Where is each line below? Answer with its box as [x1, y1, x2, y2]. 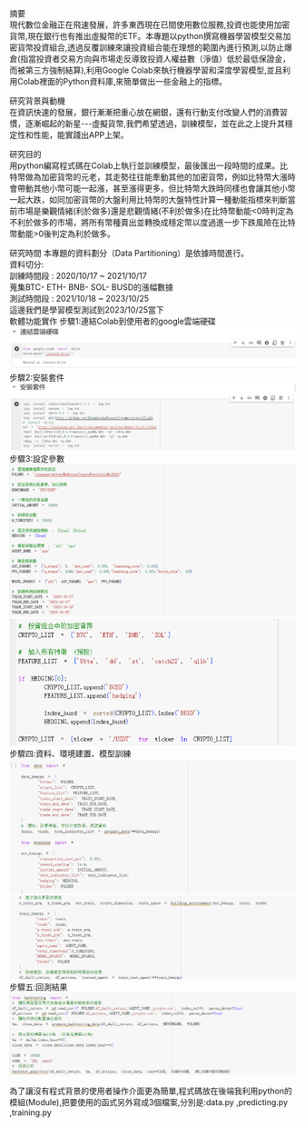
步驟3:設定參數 [9, 454, 65, 464]
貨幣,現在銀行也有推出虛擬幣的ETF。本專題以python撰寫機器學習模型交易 [9, 31, 283, 41]
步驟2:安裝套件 [9, 372, 65, 383]
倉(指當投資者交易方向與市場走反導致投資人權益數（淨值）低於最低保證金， [9, 54, 291, 64]
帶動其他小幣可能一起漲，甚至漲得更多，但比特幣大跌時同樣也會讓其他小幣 [16, 183, 296, 194]
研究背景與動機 [9, 95, 65, 106]
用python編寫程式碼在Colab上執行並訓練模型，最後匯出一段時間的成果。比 [9, 160, 289, 171]
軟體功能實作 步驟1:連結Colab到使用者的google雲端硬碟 [9, 316, 216, 326]
